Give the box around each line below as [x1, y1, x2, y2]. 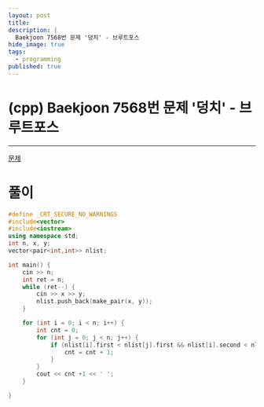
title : [8, 19, 30, 27]
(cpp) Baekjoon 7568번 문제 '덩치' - [8, 99, 236, 116]
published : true [8, 63, 61, 71]
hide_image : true [8, 41, 65, 49]
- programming [15, 56, 61, 64]
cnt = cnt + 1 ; [64, 348, 114, 356]
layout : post [8, 11, 51, 20]
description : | [8, 26, 58, 34]
